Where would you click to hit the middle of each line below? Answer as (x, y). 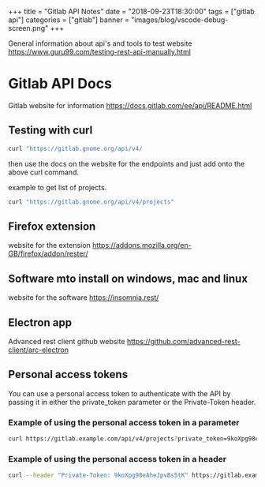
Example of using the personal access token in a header (118, 459)
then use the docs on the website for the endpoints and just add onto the (127, 163)
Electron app (40, 322)
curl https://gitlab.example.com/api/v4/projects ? (93, 439)
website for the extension (49, 245)
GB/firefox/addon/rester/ (48, 254)
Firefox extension (52, 226)
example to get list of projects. (58, 187)
